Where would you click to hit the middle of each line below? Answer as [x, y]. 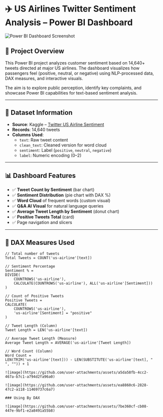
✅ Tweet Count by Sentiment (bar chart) [53, 190]
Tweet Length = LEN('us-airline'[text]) [47, 330]
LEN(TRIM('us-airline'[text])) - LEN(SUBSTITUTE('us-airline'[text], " [79, 360]
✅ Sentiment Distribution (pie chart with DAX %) [61, 195]
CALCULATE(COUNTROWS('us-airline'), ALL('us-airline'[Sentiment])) [83, 284]
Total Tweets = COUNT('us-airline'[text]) [49, 258]
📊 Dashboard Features [41, 175]
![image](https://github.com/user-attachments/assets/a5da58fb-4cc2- [77, 373]
